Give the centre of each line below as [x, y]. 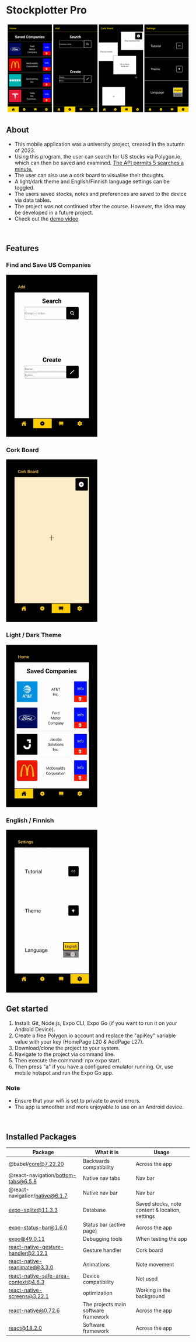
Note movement [155, 1264]
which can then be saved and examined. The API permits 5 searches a [99, 163]
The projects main [104, 1305]
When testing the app [162, 1238]
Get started [27, 1009]
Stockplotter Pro [47, 10]
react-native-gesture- [36, 1247]
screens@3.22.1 [29, 1296]
